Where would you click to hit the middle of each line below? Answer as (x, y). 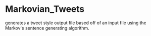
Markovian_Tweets (45, 9)
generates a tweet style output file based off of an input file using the (76, 23)
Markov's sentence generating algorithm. (47, 28)
